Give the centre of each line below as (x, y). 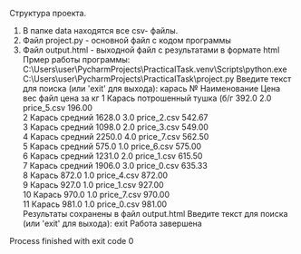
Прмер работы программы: (76, 59)
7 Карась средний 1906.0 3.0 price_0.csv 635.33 (115, 166)
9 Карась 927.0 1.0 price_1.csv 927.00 (93, 185)
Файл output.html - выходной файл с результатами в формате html (151, 50)
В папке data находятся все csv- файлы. (100, 30)
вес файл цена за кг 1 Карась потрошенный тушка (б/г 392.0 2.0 (147, 98)
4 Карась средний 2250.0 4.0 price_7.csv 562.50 (116, 137)
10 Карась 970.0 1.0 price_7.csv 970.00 (96, 195)
